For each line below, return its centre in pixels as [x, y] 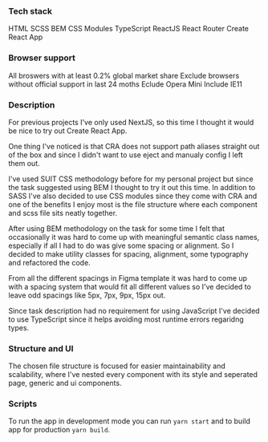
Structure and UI [41, 348]
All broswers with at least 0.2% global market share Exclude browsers [124, 75]
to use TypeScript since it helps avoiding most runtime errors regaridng [126, 319]
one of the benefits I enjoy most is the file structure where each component [133, 204]
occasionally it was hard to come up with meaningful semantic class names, [134, 237]
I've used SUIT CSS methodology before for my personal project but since [131, 179]
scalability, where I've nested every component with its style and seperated [133, 375]
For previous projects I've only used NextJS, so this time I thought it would [131, 122]
